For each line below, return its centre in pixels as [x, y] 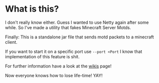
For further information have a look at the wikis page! [58, 66]
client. [11, 42]
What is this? [32, 9]
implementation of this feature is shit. [42, 56]
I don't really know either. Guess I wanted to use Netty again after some [77, 22]
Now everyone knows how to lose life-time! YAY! [54, 75]
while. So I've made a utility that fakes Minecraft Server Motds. [68, 27]
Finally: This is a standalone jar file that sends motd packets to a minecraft [79, 37]
